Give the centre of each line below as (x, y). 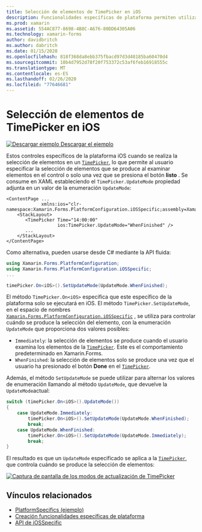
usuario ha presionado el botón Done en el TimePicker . (83, 366)
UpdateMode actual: (28, 391)
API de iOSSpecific (38, 523)
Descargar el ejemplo (87, 144)
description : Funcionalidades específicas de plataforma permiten (91, 17)
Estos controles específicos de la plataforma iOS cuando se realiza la (92, 156)
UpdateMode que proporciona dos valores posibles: (68, 329)
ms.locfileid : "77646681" (38, 85)
